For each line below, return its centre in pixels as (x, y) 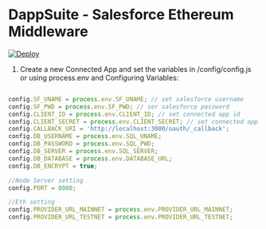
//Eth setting (32, 202)
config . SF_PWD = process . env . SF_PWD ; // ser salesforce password (119, 107)
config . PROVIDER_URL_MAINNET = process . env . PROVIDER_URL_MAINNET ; (121, 210)
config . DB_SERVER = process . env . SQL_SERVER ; (83, 152)
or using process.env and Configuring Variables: (99, 77)
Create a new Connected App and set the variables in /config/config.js (135, 69)
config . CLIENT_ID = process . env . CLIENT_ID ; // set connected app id (124, 114)
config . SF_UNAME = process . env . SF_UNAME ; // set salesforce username (126, 99)
